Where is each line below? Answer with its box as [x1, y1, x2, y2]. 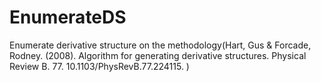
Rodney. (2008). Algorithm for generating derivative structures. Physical [9, 49, 307, 61]
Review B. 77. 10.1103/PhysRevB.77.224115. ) [9, 60, 190, 72]
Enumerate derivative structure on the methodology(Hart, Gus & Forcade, [9, 39, 312, 51]
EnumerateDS [9, 6, 127, 29]
